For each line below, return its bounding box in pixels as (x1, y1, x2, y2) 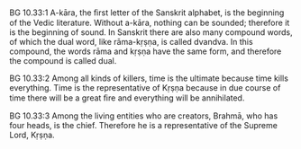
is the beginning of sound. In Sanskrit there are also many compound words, (9, 27, 293, 38)
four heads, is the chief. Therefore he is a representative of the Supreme (9, 120, 278, 130)
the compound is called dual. (9, 56, 117, 66)
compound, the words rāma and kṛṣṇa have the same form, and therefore (9, 46, 282, 57)
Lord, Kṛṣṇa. (9, 129, 56, 140)
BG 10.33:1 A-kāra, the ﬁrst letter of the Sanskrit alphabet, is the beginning (9, 7, 285, 18)
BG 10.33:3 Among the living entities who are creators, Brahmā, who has (9, 110, 278, 121)
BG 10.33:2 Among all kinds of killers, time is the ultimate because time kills (9, 73, 288, 83)
